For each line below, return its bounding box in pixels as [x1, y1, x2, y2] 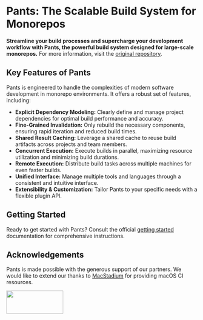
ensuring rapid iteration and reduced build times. [15, 127, 138, 135]
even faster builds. [15, 166, 62, 173]
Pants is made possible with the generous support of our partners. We [6, 265, 182, 273]
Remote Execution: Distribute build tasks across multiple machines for [15, 159, 192, 167]
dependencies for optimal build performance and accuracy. [15, 115, 164, 122]
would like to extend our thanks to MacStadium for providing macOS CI [6, 272, 184, 279]
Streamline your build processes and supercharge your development [6, 37, 184, 44]
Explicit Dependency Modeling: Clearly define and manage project [15, 108, 184, 116]
